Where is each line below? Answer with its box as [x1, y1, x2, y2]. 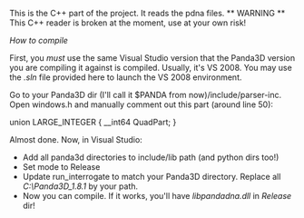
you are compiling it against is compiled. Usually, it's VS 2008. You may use [9, 63, 292, 73]
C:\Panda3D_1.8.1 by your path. [22, 181, 139, 192]
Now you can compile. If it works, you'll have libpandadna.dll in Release [22, 191, 292, 201]
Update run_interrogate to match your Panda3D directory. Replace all [22, 172, 281, 182]
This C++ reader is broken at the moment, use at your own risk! [9, 17, 247, 28]
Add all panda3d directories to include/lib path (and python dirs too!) [22, 152, 279, 163]
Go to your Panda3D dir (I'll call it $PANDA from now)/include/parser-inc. [9, 90, 282, 100]
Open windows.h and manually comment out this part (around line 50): [9, 99, 274, 110]
